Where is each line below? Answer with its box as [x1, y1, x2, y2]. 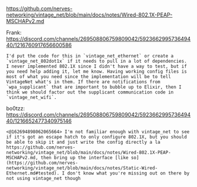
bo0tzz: [6, 105, 26, 112]
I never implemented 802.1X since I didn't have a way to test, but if [6, 63, 187, 69]
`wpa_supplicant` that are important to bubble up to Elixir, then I [6, 84, 182, 90]
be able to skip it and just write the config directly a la [6, 139, 161, 145]
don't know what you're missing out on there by [67, 170, 190, 176]
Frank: [6, 29, 22, 36]
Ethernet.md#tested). [6, 170, 60, 176]
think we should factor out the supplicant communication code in [6, 89, 174, 95]
